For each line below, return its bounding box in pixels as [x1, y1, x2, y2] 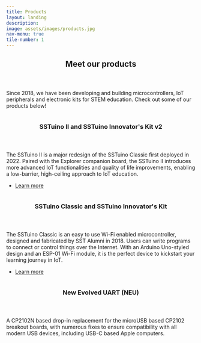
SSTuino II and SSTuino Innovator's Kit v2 [39, 123, 163, 131]
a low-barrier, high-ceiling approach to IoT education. [6, 170, 139, 178]
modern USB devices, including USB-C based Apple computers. [6, 330, 165, 337]
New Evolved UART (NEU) [62, 288, 139, 297]
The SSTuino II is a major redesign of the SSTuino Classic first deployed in [6, 151, 189, 158]
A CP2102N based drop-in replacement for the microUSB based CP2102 [6, 317, 185, 324]
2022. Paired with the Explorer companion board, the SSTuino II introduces [6, 158, 191, 165]
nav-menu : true [6, 31, 44, 37]
